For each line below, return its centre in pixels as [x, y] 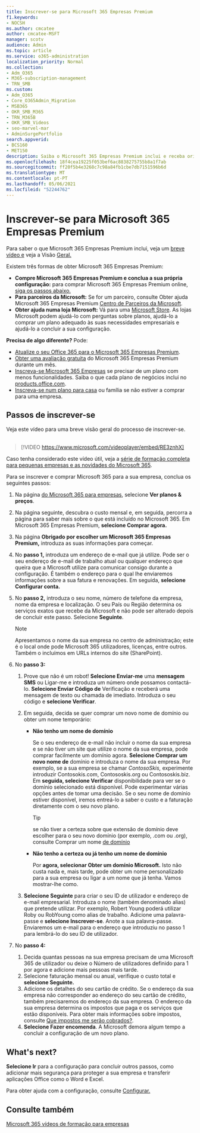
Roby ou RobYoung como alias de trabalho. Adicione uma [94, 915]
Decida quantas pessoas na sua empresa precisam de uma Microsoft [108, 957]
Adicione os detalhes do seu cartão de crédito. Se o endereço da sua [109, 989]
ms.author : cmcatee [30, 28]
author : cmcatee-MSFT [33, 34]
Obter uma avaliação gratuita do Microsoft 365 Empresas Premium [96, 358]
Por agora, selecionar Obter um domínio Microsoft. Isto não [107, 865]
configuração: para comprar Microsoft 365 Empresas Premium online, [101, 284]
